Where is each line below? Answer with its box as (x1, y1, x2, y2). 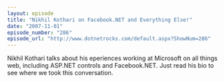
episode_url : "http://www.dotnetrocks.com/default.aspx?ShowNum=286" (7, 36, 212, 42)
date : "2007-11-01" (7, 23, 63, 29)
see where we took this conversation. (7, 69, 114, 77)
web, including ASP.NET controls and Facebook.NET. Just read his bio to (7, 61, 214, 70)
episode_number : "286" (7, 29, 72, 36)
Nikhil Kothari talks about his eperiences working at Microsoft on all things (7, 54, 218, 62)
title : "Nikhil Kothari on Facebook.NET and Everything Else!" (7, 16, 193, 23)
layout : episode (7, 10, 54, 17)
